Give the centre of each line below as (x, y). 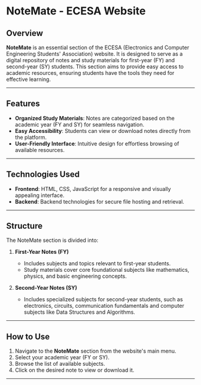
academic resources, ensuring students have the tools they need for (90, 73)
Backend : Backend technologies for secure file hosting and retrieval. (99, 201)
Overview (25, 33)
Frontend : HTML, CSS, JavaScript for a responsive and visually (93, 189)
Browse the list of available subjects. (60, 364)
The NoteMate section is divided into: (52, 240)
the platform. (31, 137)
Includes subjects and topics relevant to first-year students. (97, 263)
